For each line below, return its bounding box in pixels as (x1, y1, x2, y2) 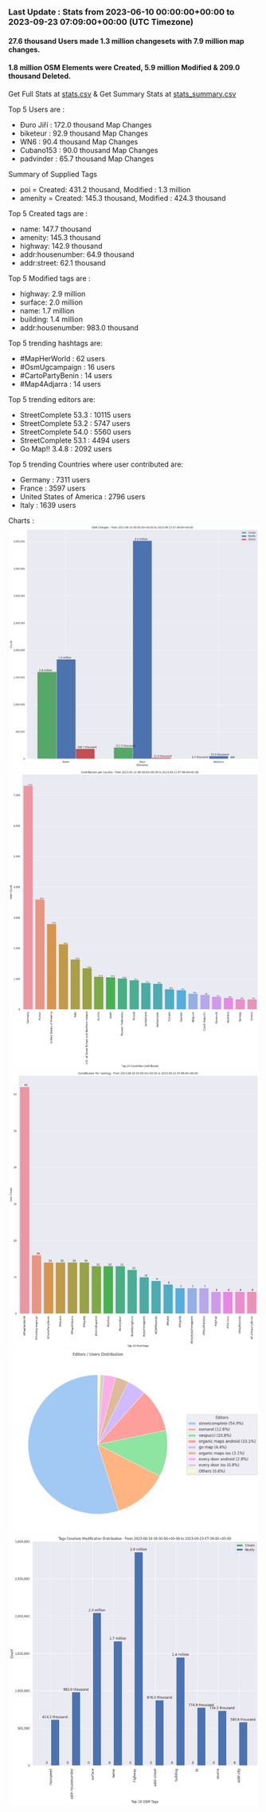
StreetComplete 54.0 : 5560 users (19, 427, 131, 436)
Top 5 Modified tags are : (8, 274, 91, 283)
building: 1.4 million (19, 314, 84, 324)
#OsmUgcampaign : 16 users (19, 362, 115, 372)
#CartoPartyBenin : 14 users (19, 370, 113, 380)
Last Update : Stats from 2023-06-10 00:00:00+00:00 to (8, 6, 235, 18)
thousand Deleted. (8, 71, 72, 81)
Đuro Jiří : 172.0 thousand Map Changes (19, 120, 152, 129)
